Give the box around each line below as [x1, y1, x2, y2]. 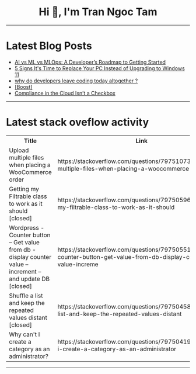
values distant [9, 313, 48, 321]
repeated [9, 306, 34, 314]
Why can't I [9, 330, 40, 338]
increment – [9, 267, 41, 275]
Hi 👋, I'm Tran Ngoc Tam [38, 5, 157, 19]
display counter [9, 252, 51, 261]
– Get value [9, 238, 40, 246]
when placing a [9, 161, 51, 169]
